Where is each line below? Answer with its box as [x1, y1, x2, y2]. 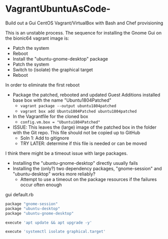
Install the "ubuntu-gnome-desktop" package [12, 55, 108, 62]
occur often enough [20, 182, 62, 188]
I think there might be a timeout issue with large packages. [5, 150, 128, 156]
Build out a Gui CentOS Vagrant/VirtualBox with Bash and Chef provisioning [5, 20, 163, 26]
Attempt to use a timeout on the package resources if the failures [20, 176, 157, 182]
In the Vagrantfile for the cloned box [12, 113, 89, 119]
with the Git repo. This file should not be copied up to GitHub [12, 129, 141, 135]
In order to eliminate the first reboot [5, 82, 80, 88]
